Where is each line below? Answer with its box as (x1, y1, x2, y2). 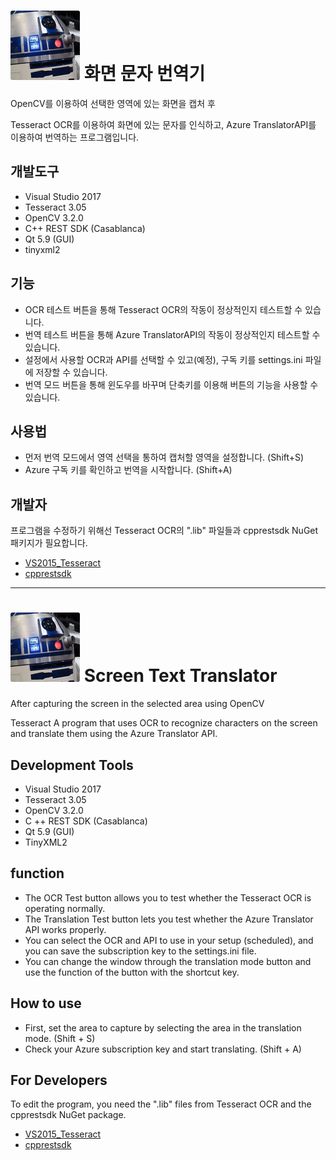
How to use (10, 995, 82, 1012)
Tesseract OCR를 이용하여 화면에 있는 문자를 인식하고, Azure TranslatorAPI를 (10, 118, 317, 130)
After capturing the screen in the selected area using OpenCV (10, 698, 265, 710)
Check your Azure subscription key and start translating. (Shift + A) (24, 1043, 302, 1055)
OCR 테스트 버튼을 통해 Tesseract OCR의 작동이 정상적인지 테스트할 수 (24, 303, 303, 315)
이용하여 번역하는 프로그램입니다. (10, 131, 140, 143)
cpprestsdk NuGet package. (10, 1109, 127, 1121)
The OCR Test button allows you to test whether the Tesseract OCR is (24, 891, 312, 904)
